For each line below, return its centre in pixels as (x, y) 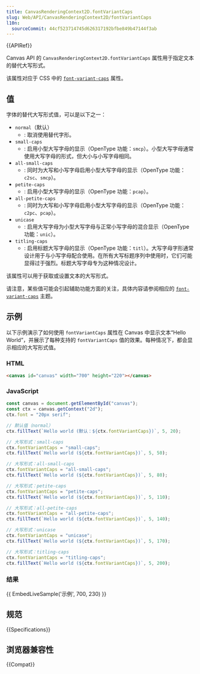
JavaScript (23, 391)
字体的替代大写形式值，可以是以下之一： (56, 115)
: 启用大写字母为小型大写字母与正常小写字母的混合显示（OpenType (107, 227)
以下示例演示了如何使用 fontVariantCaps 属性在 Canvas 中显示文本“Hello (96, 332)
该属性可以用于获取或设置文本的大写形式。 (59, 276)
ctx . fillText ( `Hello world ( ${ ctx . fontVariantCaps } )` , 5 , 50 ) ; (87, 453)
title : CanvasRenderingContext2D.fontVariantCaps (70, 12)
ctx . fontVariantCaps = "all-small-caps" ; (59, 470)
